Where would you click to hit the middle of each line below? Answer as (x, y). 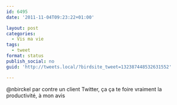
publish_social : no (30, 61)
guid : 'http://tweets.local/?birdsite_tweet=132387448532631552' (89, 67)
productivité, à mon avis (36, 95)
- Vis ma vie (28, 39)
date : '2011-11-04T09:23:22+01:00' (50, 17)
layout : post (22, 28)
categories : (21, 33)
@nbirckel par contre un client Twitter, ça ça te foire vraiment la (84, 89)
